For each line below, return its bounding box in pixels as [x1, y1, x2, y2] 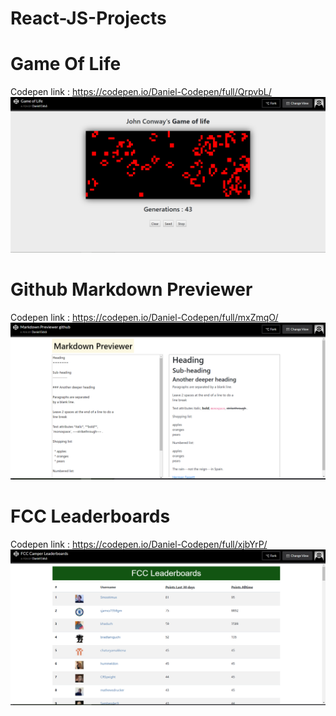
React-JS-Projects [10, 7, 167, 30]
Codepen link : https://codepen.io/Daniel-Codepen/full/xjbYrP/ [10, 538, 268, 550]
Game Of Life [10, 53, 122, 76]
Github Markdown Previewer [10, 278, 253, 301]
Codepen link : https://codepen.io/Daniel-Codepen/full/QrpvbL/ [10, 86, 272, 98]
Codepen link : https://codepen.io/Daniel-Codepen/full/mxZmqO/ [10, 311, 279, 323]
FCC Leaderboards [10, 505, 171, 527]
